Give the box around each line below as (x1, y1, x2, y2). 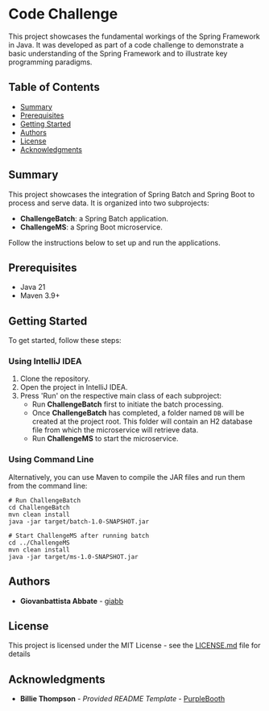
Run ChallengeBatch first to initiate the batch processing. (31, 399, 224, 409)
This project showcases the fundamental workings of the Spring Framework (8, 31, 260, 41)
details (8, 649, 31, 659)
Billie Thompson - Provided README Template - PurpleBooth (19, 694, 226, 704)
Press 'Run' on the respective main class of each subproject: (19, 391, 222, 401)
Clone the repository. (19, 374, 90, 383)
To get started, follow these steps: (8, 336, 122, 345)
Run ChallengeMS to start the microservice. (31, 434, 179, 444)
